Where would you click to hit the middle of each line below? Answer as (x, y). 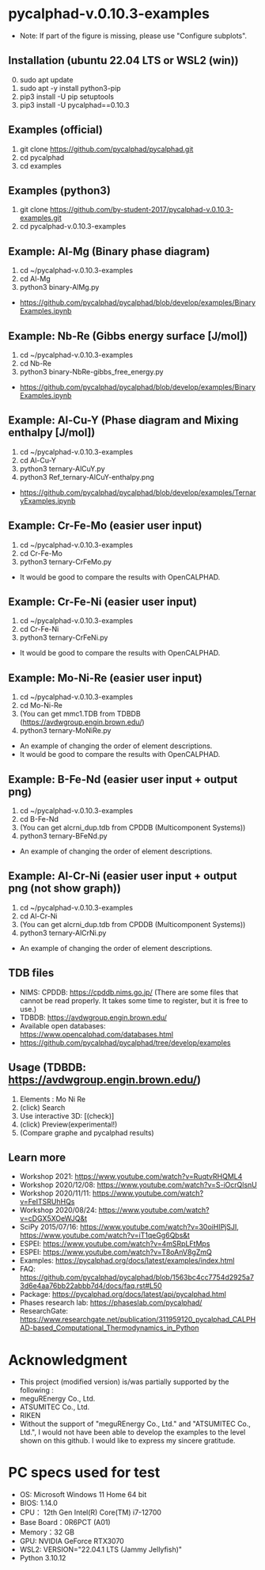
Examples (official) (56, 130)
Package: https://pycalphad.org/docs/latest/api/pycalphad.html (123, 1294)
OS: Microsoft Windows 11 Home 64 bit (83, 1495)
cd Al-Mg (35, 279)
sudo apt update (46, 79)
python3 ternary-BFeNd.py (64, 836)
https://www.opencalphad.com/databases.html (97, 1034)
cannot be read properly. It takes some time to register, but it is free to (134, 1000)
